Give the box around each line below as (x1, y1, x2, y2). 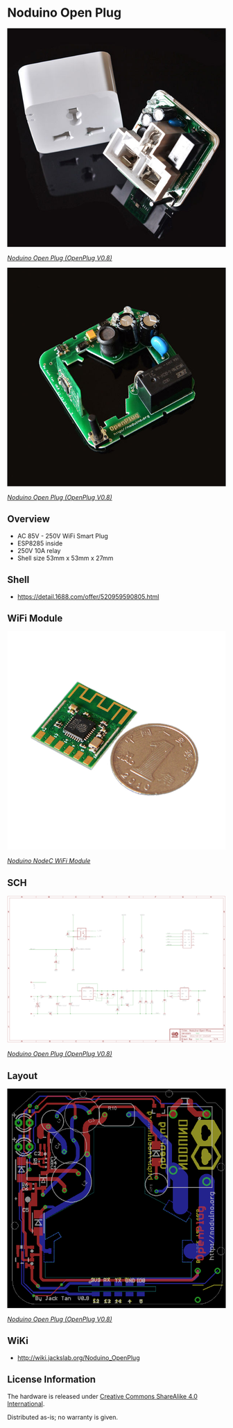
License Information (7, 1374, 96, 1386)
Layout (7, 1070, 38, 1082)
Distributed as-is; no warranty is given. (7, 1413, 119, 1421)
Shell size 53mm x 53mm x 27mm (17, 554, 114, 562)
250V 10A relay (17, 546, 61, 554)
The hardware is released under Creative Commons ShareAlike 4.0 (7, 1392, 198, 1400)
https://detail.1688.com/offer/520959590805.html (17, 592, 159, 601)
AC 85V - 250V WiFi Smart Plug (17, 532, 109, 540)
